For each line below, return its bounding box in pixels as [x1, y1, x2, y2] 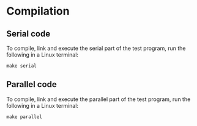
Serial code [6, 29, 51, 39]
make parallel [6, 114, 43, 120]
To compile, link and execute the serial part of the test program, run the [6, 44, 186, 52]
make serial [6, 63, 37, 69]
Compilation [6, 4, 70, 18]
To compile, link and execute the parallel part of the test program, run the [6, 96, 191, 103]
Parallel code [6, 79, 57, 89]
